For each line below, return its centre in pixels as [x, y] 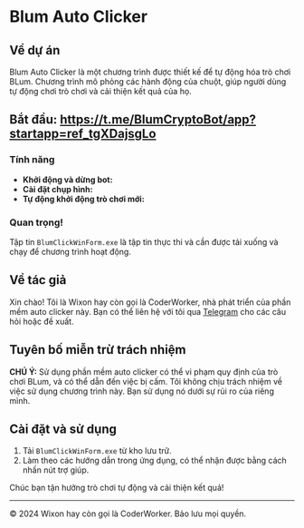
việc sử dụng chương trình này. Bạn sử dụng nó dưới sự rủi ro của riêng [142, 391]
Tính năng [32, 160]
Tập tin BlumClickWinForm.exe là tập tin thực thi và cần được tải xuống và [144, 241]
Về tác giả [38, 280]
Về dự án [35, 50]
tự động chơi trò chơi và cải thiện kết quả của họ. [100, 91]
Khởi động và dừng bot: [67, 180]
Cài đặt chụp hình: [57, 189]
